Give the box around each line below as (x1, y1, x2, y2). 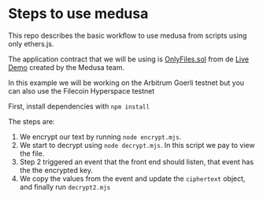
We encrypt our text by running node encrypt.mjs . (19, 131, 182, 142)
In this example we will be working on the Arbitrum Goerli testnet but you (8, 78, 245, 87)
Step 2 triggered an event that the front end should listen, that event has (19, 157, 254, 166)
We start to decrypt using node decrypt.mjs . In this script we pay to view (19, 140, 255, 149)
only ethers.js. (8, 39, 54, 48)
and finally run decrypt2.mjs (19, 182, 111, 191)
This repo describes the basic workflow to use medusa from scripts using (8, 31, 247, 40)
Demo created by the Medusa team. (8, 62, 124, 72)
